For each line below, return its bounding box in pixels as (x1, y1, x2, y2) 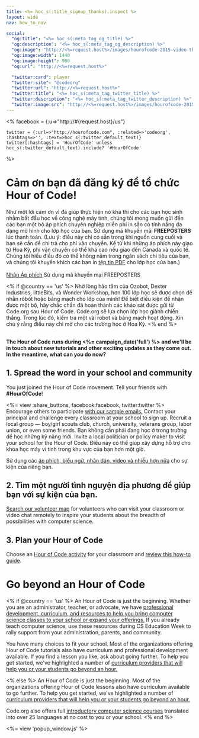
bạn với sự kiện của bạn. (6, 489, 98, 499)
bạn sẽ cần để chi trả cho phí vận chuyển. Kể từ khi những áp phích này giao (6, 239, 193, 246)
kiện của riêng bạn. (6, 463, 53, 470)
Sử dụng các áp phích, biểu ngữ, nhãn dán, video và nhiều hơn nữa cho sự (6, 457, 188, 464)
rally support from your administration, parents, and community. (6, 629, 162, 636)
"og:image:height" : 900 (11, 57, 70, 64)
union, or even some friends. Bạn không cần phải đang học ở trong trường (6, 426, 187, 434)
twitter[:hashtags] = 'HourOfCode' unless (6, 140, 113, 146)
